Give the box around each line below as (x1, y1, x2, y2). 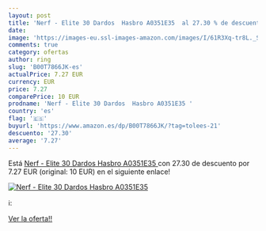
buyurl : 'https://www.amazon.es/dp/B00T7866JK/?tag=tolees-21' (8, 122, 222, 130)
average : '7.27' (8, 136, 62, 145)
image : (8, 33, 30, 42)
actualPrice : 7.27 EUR (8, 70, 83, 78)
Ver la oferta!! (8, 214, 53, 223)
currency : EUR (8, 78, 55, 85)
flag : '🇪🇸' (8, 115, 47, 123)
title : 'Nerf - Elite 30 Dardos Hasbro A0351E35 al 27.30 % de (8, 19, 228, 27)
